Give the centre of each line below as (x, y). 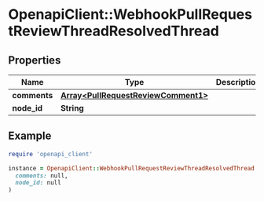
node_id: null (38, 183)
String (72, 108)
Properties (35, 60)
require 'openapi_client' (50, 154)
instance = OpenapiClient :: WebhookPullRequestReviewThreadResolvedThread (132, 168)
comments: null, (42, 175)
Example (30, 136)
